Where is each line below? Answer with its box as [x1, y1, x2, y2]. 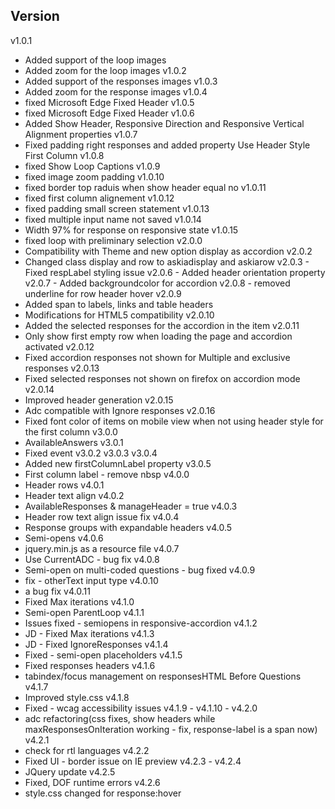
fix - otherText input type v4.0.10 [24, 574, 159, 586]
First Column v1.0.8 [24, 149, 105, 161]
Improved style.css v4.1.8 [24, 691, 130, 703]
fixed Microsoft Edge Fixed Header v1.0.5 [24, 96, 195, 108]
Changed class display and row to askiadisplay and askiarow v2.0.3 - [24, 255, 310, 268]
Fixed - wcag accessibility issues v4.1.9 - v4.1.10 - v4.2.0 [24, 702, 258, 714]
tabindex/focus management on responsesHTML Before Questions [24, 670, 302, 682]
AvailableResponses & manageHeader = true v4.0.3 [24, 500, 238, 512]
